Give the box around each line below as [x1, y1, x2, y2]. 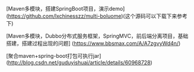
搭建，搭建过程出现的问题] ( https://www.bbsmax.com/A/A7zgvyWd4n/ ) [6, 40, 181, 47]
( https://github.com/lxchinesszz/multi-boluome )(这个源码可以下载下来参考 [6, 12, 188, 19]
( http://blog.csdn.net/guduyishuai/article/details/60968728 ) [6, 59, 152, 66]
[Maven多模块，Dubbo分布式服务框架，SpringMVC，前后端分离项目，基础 [6, 32, 189, 40]
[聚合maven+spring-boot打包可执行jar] [6, 53, 101, 59]
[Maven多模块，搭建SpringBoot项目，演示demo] [6, 5, 125, 12]
